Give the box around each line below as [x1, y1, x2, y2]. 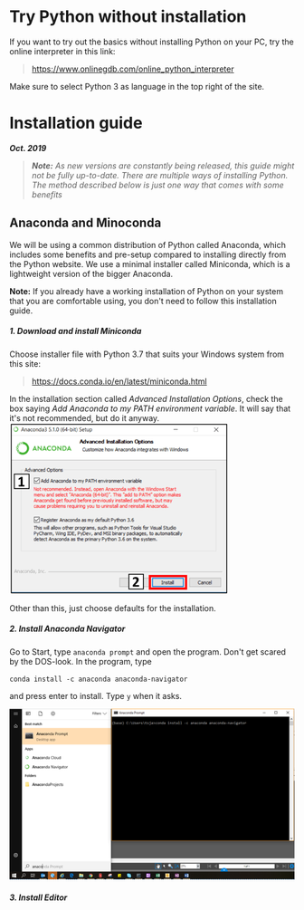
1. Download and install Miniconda [9, 326, 142, 337]
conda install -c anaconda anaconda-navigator [9, 675, 188, 684]
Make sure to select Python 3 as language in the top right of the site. [9, 81, 265, 91]
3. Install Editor [9, 892, 68, 903]
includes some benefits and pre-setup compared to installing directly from [9, 249, 287, 260]
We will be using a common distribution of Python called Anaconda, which [9, 239, 287, 250]
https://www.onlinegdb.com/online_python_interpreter [31, 63, 234, 74]
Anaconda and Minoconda [9, 216, 162, 231]
